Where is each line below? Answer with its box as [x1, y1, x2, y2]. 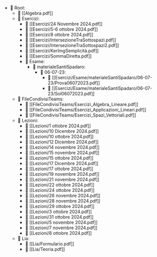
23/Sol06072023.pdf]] [47, 91, 95, 96]
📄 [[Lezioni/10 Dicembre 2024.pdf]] [25, 128, 99, 134]
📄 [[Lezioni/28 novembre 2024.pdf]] [25, 198, 100, 204]
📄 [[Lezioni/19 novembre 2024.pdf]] [25, 171, 100, 177]
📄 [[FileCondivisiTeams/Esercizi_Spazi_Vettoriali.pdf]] [25, 112, 136, 118]
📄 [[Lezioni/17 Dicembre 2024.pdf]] [25, 161, 98, 166]
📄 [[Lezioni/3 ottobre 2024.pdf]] [25, 209, 92, 215]
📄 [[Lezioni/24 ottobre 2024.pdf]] [25, 187, 95, 193]
